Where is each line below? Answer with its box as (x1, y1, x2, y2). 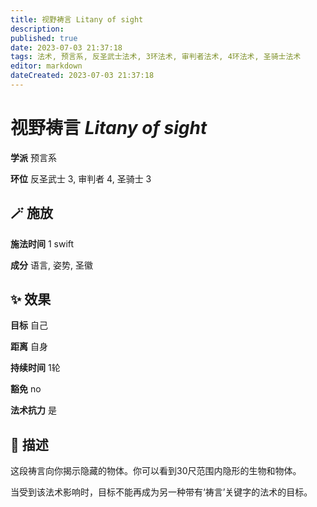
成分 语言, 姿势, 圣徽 (10, 259, 93, 271)
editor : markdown (10, 61, 83, 71)
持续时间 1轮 (10, 362, 61, 374)
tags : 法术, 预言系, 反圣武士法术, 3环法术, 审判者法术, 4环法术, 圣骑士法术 (10, 52, 302, 62)
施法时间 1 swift (10, 237, 75, 250)
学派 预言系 (10, 151, 57, 163)
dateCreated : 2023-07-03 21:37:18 (10, 71, 155, 81)
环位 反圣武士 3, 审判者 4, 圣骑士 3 (10, 172, 152, 185)
